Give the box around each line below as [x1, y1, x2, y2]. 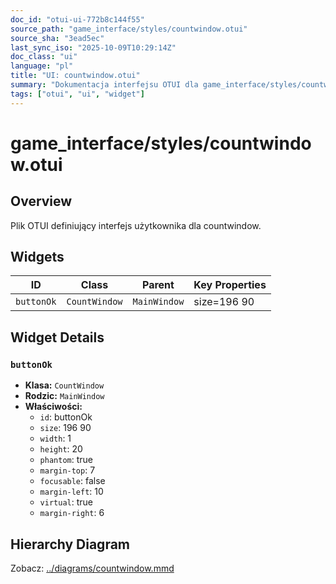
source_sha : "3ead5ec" [10, 33, 105, 43]
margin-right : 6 [39, 507, 105, 519]
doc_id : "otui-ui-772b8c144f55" [10, 14, 145, 25]
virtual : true [39, 496, 93, 508]
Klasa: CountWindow [24, 379, 105, 391]
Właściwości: [24, 401, 83, 413]
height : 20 [39, 443, 83, 455]
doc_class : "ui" [10, 52, 78, 62]
